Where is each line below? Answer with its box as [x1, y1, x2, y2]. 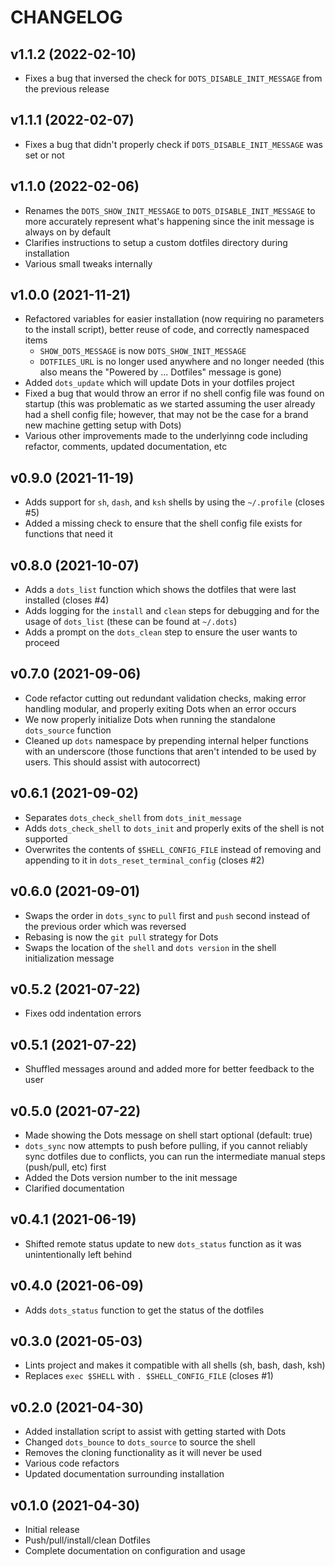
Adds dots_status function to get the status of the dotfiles [24, 1304, 265, 1316]
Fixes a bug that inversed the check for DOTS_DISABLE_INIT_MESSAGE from [24, 72, 323, 84]
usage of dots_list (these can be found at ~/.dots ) [24, 616, 238, 628]
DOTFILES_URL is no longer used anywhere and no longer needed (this [39, 356, 325, 368]
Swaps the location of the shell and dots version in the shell [24, 941, 277, 953]
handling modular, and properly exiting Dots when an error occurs [24, 702, 297, 715]
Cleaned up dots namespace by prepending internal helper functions [24, 734, 309, 746]
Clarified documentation [24, 1182, 125, 1194]
